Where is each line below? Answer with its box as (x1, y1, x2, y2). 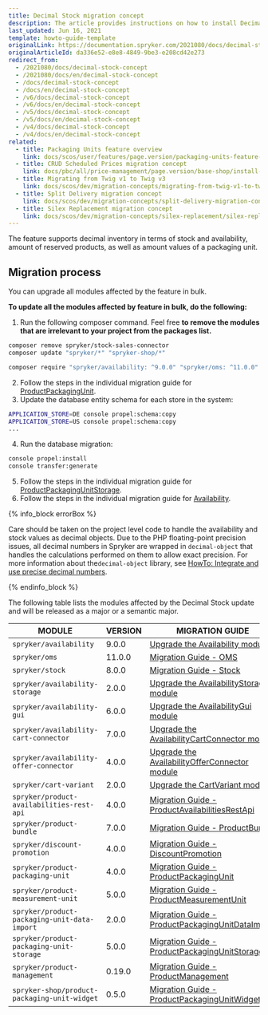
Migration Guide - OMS (149, 652, 238, 663)
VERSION (105, 626, 142, 637)
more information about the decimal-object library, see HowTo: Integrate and (8, 559, 259, 568)
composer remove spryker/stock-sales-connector (8, 342, 170, 350)
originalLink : (8, 41, 56, 49)
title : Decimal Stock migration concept (8, 11, 145, 20)
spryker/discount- (12, 840, 82, 850)
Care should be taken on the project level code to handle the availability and (8, 524, 258, 535)
